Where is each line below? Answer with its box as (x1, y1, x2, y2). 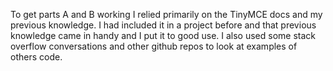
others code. (10, 51, 63, 63)
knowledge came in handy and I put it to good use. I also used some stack (10, 30, 316, 41)
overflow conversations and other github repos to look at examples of (10, 40, 298, 52)
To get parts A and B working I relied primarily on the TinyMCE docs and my (10, 9, 323, 20)
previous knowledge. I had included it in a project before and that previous (10, 19, 317, 31)
